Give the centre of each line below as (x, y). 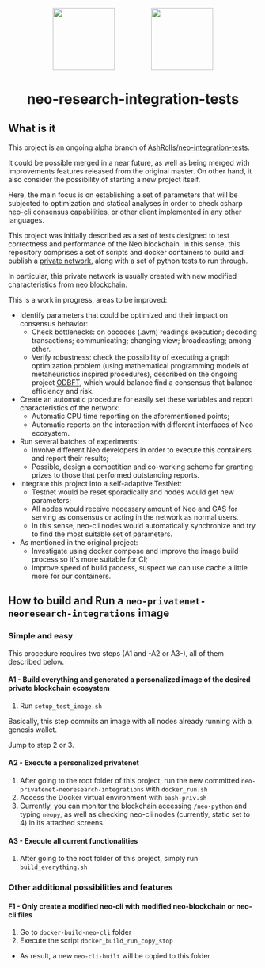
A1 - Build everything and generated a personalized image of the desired (129, 680)
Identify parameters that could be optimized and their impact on (123, 315)
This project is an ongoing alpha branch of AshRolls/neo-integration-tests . (129, 147)
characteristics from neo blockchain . (68, 284)
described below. (36, 661)
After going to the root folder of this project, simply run (109, 859)
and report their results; (70, 458)
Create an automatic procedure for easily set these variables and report (136, 399)
